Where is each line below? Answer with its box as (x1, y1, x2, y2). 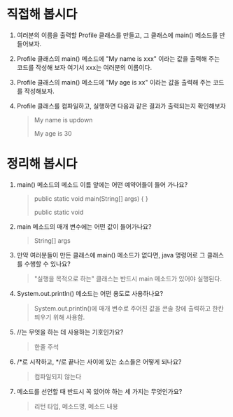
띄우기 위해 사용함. (34, 313, 85, 321)
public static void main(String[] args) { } (34, 194, 148, 203)
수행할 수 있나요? (24, 260, 71, 268)
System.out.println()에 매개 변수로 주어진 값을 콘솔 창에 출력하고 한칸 (34, 304, 225, 312)
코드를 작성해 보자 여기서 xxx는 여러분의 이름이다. (16, 63, 152, 71)
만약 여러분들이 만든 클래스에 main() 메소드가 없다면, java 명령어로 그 (16, 250, 206, 259)
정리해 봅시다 (6, 156, 78, 172)
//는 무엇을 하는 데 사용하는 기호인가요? (16, 327, 124, 336)
